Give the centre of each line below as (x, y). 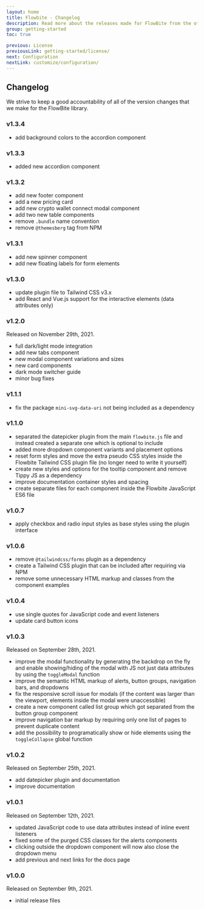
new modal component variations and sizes (70, 359)
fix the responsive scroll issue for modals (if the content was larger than (105, 694)
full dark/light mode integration (54, 346)
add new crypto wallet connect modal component (77, 208)
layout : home (23, 12)
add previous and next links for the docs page (73, 860)
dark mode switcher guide (48, 372)
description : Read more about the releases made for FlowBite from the (99, 23)
